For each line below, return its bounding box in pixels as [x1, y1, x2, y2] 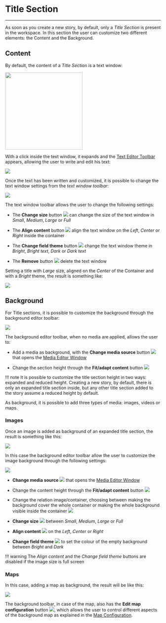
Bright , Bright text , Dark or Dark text [12, 248, 86, 254]
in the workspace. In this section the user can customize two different [5, 30, 147, 36]
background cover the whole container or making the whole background [12, 502, 160, 508]
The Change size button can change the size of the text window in [12, 211, 155, 218]
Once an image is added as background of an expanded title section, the [5, 428, 153, 434]
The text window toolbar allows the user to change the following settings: [5, 202, 155, 208]
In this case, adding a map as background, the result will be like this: [5, 582, 144, 588]
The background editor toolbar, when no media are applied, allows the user [5, 333, 158, 339]
